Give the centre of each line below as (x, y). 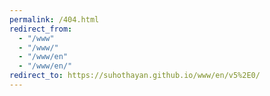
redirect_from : (41, 29)
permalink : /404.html (54, 19)
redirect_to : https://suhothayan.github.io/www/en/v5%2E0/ (135, 76)
